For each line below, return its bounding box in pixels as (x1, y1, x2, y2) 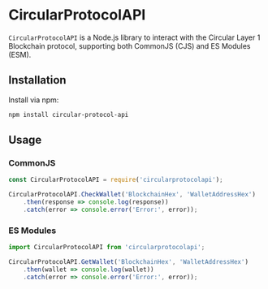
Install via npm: (8, 95, 59, 105)
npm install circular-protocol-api (8, 110, 129, 119)
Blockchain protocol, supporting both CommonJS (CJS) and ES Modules (8, 41, 251, 50)
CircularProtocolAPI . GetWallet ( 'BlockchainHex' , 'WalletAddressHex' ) (8, 257, 249, 265)
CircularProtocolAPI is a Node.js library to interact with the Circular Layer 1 (8, 32, 261, 42)
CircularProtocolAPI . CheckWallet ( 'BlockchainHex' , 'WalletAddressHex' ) (8, 191, 256, 199)
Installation (8, 73, 67, 87)
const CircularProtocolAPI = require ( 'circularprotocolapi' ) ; (8, 176, 223, 184)
